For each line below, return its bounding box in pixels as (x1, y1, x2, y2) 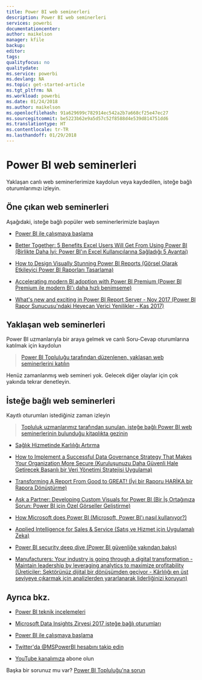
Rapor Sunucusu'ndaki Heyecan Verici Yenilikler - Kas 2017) (14, 302, 165, 310)
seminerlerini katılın (21, 360, 70, 367)
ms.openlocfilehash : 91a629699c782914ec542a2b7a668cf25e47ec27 (6, 110, 169, 116)
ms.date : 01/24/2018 (6, 98, 58, 104)
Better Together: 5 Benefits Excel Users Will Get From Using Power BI (14, 241, 188, 249)
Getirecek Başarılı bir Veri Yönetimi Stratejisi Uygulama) (14, 466, 153, 474)
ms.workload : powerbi (6, 93, 61, 99)
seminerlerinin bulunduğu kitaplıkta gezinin (21, 430, 128, 437)
